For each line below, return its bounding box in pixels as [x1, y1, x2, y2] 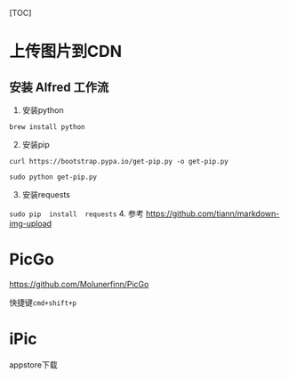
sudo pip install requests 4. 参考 [9, 208, 144, 219]
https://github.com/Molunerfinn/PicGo [9, 278, 149, 289]
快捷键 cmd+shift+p [9, 297, 77, 308]
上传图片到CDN [9, 42, 123, 61]
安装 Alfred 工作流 [9, 79, 109, 94]
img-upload [9, 218, 52, 229]
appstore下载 [9, 359, 58, 370]
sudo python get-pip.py [9, 173, 98, 181]
